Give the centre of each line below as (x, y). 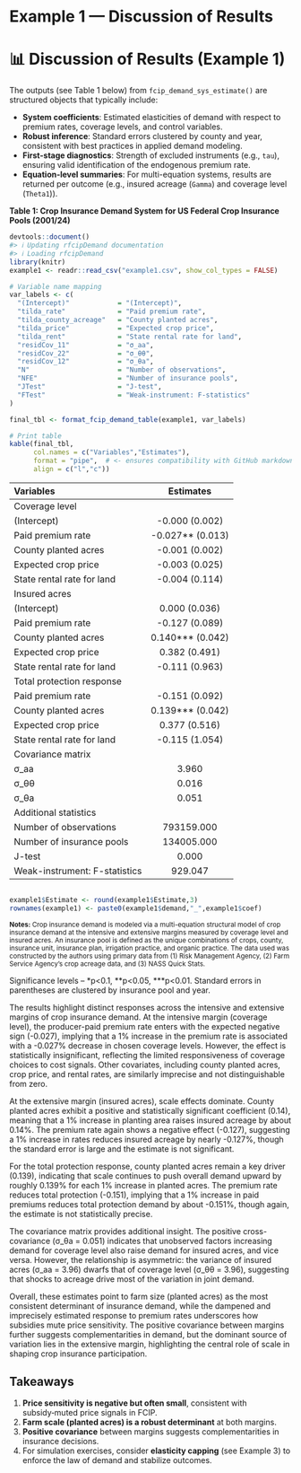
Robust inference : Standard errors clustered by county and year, (142, 136)
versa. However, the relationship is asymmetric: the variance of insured (140, 1259)
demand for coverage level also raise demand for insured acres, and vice (144, 1250)
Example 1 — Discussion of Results (141, 17)
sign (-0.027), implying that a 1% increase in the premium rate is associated (149, 1036)
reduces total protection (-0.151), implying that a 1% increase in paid (134, 1195)
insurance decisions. (60, 1442)
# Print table (36, 436)
